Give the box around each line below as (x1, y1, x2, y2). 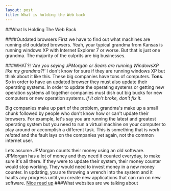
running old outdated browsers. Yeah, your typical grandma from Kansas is (5, 41, 163, 47)
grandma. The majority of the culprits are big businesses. (5, 52, 126, 59)
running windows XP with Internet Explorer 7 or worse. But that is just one (5, 47, 161, 53)
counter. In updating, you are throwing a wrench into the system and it (5, 169, 153, 175)
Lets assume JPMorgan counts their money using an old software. (5, 147, 144, 153)
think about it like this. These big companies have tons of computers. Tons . (5, 73, 164, 79)
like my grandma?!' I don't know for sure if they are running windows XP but (5, 67, 165, 74)
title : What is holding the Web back (5, 12, 86, 17)
